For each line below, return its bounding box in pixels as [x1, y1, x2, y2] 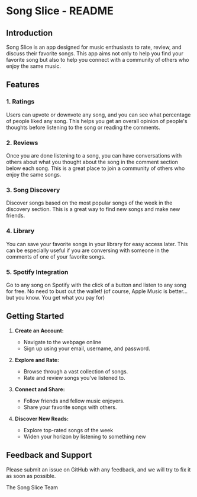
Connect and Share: [14, 385, 65, 393]
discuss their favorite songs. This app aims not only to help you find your [6, 50, 184, 57]
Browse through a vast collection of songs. [23, 367, 128, 375]
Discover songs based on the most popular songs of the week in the [6, 199, 173, 206]
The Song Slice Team [6, 483, 58, 491]
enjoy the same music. [6, 62, 61, 70]
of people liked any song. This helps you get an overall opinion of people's [6, 117, 188, 124]
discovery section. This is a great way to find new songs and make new [6, 206, 180, 213]
